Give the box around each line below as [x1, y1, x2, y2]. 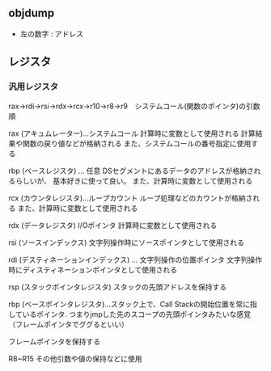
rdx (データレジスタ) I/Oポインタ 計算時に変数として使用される [8, 220, 218, 230]
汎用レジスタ [8, 81, 59, 92]
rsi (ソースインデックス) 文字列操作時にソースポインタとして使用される [8, 238, 244, 247]
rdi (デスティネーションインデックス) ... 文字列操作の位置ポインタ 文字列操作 [8, 255, 263, 264]
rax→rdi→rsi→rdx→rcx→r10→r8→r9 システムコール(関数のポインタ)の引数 [8, 101, 260, 111]
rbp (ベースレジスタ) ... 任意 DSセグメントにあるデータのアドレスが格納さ [8, 166, 255, 175]
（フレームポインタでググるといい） [8, 319, 129, 329]
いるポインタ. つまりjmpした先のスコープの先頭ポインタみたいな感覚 [22, 309, 251, 318]
